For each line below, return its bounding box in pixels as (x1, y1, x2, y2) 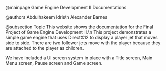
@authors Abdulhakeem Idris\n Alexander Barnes (5, 14, 108, 20)
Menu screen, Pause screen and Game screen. (5, 60, 103, 66)
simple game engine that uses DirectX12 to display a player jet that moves (5, 35, 158, 40)
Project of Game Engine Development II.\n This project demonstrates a (5, 29, 152, 35)
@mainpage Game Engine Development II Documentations (5, 5, 127, 10)
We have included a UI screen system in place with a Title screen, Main (5, 55, 153, 61)
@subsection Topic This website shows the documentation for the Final (5, 24, 153, 30)
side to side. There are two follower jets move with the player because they (5, 40, 161, 46)
